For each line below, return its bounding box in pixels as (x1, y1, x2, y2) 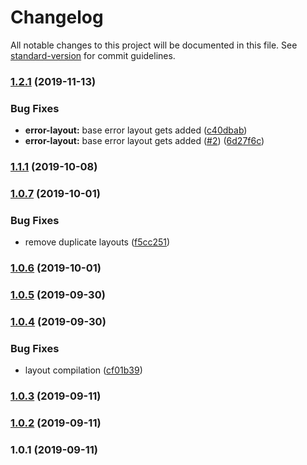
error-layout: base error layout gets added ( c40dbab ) (24, 124, 248, 136)
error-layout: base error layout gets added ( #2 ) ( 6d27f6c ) (24, 135, 265, 147)
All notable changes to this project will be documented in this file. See (10, 39, 298, 51)
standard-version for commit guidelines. (10, 49, 176, 61)
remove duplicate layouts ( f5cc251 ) (24, 236, 171, 248)
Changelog (10, 6, 104, 29)
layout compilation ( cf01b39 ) (24, 364, 143, 376)
